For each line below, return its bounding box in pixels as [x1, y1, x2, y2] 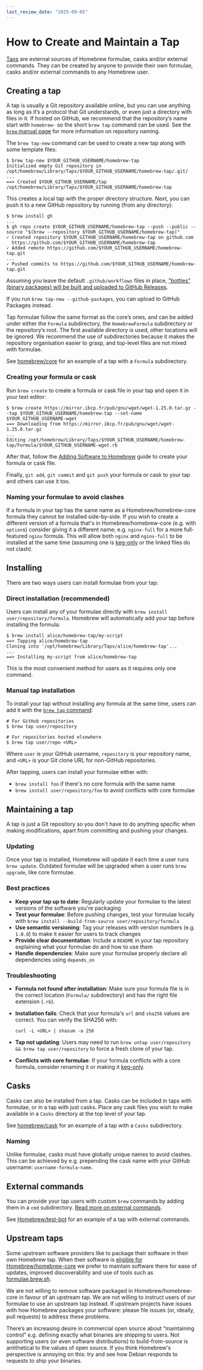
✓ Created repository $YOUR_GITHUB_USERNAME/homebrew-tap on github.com [6, 235, 194, 241]
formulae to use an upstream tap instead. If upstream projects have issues [6, 1299, 192, 1307]
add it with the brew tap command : [6, 707, 93, 714]
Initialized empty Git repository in [6, 163, 102, 169]
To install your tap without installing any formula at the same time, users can [6, 700, 196, 707]
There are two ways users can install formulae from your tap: [6, 579, 159, 586]
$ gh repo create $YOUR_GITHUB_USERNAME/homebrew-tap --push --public [6, 224, 188, 230]
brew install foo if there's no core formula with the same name [15, 780, 176, 787]
